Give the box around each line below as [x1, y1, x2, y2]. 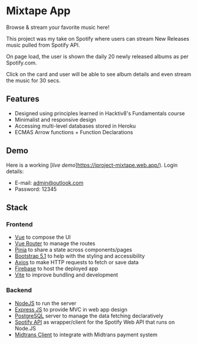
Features [6, 94, 40, 104]
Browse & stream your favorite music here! [6, 24, 110, 31]
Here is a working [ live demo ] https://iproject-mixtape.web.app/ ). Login [6, 161, 178, 168]
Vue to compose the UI [14, 233, 71, 241]
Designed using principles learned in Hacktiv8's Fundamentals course [14, 109, 185, 116]
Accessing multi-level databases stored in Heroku [14, 122, 136, 129]
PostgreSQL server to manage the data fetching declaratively [14, 312, 163, 319]
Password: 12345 [14, 185, 57, 193]
